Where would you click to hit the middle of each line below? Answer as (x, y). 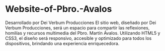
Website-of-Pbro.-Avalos (59, 9)
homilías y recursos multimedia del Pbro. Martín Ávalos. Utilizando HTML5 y (83, 33)
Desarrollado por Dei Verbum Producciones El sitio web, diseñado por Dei (81, 23)
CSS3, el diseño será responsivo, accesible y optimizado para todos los (78, 38)
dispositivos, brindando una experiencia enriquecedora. (62, 43)
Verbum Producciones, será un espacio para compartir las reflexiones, (78, 27)
